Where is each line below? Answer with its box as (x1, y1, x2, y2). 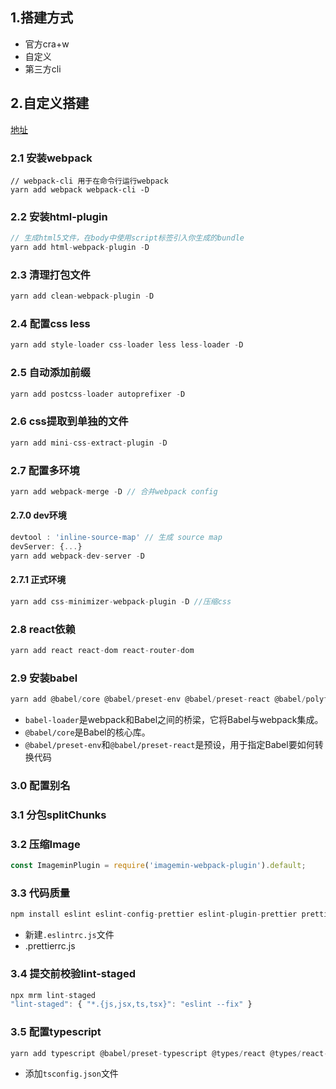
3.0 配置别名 (10, 779, 71, 792)
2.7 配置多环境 (10, 463, 80, 477)
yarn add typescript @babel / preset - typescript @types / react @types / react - (10, 1048, 329, 1058)
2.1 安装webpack (10, 151, 93, 165)
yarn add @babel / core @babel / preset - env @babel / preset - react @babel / (10, 694, 307, 705)
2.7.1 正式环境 (10, 574, 67, 586)
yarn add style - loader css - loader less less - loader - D (10, 340, 244, 350)
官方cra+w (24, 38, 70, 50)
